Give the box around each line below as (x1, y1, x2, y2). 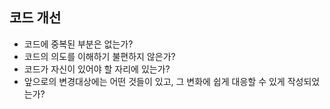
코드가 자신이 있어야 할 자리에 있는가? (23, 63, 171, 75)
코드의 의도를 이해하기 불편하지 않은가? (23, 50, 176, 62)
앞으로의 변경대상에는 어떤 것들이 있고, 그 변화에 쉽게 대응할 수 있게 (23, 75, 286, 87)
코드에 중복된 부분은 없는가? (23, 38, 134, 50)
